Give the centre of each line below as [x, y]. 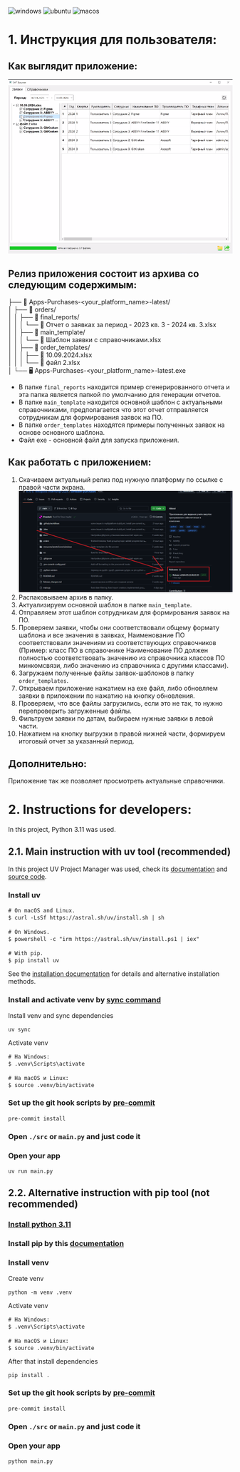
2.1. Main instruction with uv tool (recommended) [119, 852]
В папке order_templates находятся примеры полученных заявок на [121, 425]
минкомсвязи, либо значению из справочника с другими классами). [123, 666]
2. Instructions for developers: [100, 810]
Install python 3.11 [40, 1225]
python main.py [31, 1461]
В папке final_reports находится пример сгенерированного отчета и [124, 387]
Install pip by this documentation [66, 1244]
